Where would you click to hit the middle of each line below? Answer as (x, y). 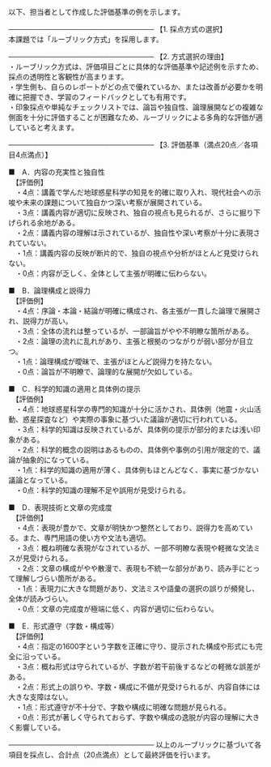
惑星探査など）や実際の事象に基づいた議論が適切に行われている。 (132, 419)
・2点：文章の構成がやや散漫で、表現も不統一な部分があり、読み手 (127, 568)
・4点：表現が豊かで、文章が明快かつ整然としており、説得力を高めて (131, 528)
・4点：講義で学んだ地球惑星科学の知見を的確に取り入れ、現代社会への (135, 192)
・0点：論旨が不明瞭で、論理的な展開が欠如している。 (106, 372)
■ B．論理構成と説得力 (49, 291)
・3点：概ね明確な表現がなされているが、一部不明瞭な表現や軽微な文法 (134, 548)
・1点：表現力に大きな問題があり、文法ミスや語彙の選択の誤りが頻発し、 (137, 589)
